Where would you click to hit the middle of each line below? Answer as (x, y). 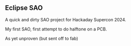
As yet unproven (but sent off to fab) (42, 38)
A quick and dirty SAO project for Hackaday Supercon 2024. (66, 19)
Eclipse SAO (24, 8)
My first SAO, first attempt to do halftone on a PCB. (56, 29)
